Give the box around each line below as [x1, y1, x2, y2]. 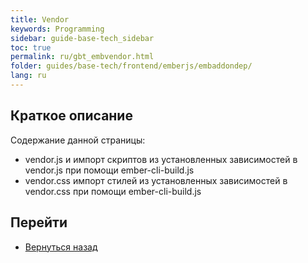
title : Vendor [10, 14, 70, 25]
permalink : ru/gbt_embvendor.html [10, 52, 155, 62]
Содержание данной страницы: [10, 134, 146, 146]
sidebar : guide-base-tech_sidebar [10, 33, 155, 43]
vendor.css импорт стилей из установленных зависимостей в [24, 174, 288, 186]
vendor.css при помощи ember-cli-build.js [24, 185, 202, 197]
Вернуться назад [24, 241, 98, 253]
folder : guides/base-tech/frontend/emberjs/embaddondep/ [10, 61, 253, 71]
